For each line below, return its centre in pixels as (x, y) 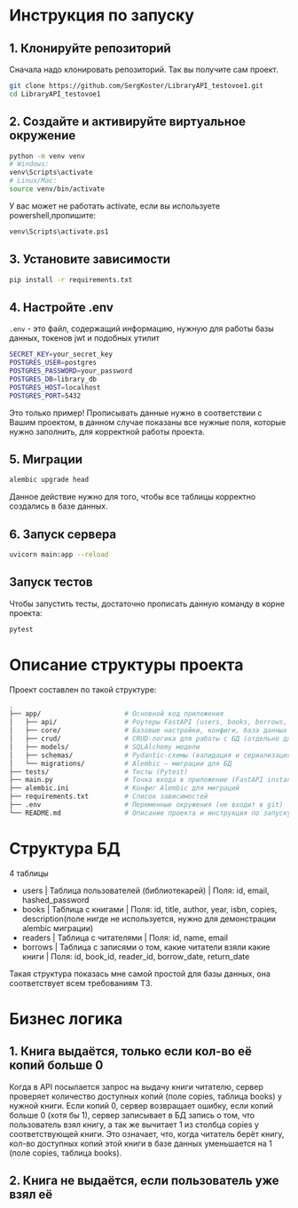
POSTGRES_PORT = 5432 (45, 396)
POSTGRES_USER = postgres (53, 363)
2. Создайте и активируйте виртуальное (128, 122)
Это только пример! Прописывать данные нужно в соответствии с (136, 413)
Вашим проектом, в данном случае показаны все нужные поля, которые (148, 422)
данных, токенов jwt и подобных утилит (84, 338)
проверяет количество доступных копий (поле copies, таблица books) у (145, 1096)
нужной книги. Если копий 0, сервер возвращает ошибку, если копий (141, 1105)
